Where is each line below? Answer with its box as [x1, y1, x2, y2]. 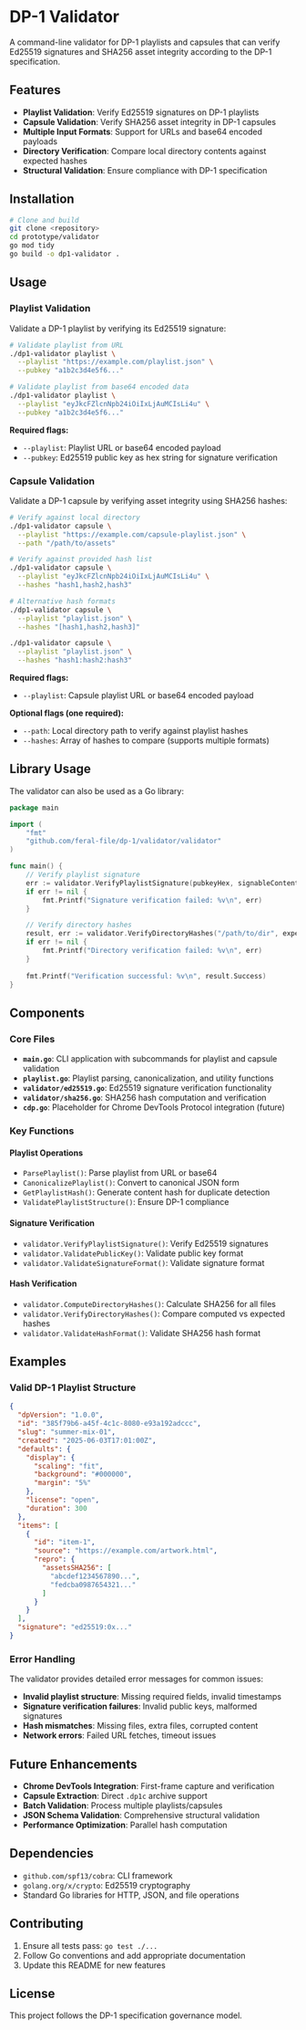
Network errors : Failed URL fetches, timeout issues [22, 1730, 217, 1741]
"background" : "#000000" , [33, 1470, 132, 1480]
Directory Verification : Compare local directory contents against [22, 145, 267, 156]
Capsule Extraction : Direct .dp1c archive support [22, 1791, 208, 1801]
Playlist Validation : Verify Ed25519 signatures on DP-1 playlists [22, 107, 260, 118]
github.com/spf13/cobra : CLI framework [22, 1869, 173, 1881]
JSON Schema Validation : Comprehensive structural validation [22, 1810, 260, 1820]
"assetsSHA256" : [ [42, 1564, 112, 1573]
